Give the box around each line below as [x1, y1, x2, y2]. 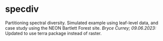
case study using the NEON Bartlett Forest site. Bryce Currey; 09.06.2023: [5, 25, 157, 31]
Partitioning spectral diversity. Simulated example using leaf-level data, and [5, 20, 159, 26]
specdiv [5, 3, 39, 15]
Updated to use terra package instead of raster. [5, 30, 102, 36]
